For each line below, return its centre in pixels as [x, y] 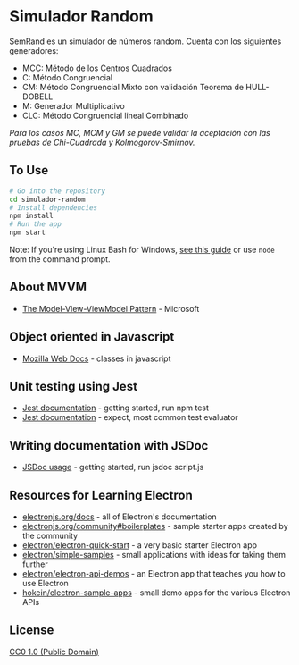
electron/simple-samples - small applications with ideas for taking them [154, 555]
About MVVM [48, 287]
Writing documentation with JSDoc [109, 446]
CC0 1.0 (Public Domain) [54, 652]
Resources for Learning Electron [101, 495]
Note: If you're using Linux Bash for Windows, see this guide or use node [142, 249]
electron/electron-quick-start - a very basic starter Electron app [139, 545]
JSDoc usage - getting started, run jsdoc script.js [113, 467]
